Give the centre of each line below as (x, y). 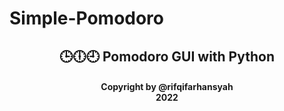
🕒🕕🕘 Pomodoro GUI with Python (167, 56)
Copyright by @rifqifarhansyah (167, 87)
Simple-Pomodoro (87, 18)
